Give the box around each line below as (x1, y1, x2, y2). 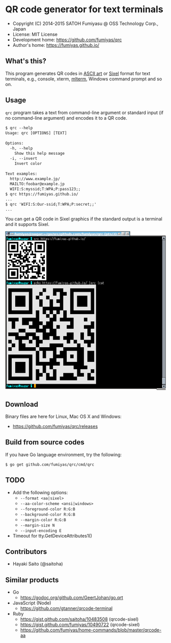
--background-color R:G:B (20, 512, 75, 517)
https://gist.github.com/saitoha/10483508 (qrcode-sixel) (20, 616, 139, 622)
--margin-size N (20, 523, 55, 528)
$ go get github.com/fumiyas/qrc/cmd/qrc (5, 462, 95, 467)
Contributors (5, 547, 47, 556)
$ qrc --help (5, 125, 33, 130)
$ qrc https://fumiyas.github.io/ (5, 191, 79, 197)
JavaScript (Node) (12, 600, 51, 606)
